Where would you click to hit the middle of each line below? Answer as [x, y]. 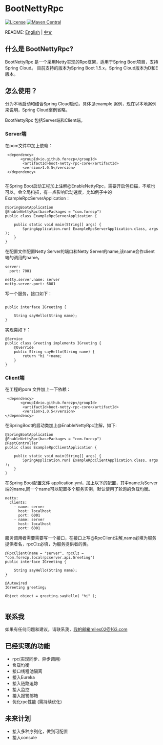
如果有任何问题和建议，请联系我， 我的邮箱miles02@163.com [66, 629]
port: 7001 [20, 271]
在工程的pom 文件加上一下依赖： [38, 389]
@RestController [21, 443]
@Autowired [16, 583]
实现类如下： [18, 329]
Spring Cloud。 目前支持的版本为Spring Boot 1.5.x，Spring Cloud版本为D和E [82, 68]
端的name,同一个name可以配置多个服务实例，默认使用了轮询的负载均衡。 [79, 489]
